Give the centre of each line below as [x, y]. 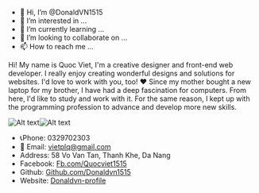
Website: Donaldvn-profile [63, 180]
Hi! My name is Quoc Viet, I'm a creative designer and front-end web [121, 65]
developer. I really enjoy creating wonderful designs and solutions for [122, 73]
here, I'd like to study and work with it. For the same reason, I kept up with [129, 98]
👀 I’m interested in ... [53, 21]
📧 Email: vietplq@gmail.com [65, 147]
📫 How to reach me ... [56, 46]
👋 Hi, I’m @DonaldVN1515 [61, 12]
